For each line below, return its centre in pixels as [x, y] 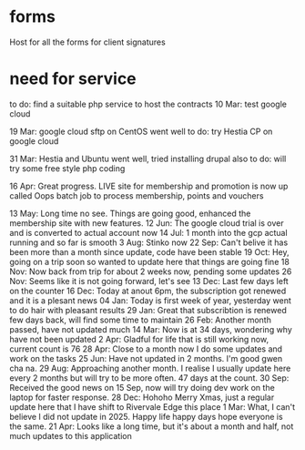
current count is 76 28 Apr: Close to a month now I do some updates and [146, 349]
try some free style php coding [67, 168]
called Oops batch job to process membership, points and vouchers [137, 195]
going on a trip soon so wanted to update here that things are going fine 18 [149, 261]
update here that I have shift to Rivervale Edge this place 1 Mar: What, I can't [152, 406]
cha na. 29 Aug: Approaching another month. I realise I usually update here [150, 368]
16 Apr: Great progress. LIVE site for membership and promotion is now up [149, 186]
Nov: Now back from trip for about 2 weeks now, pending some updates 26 [151, 271]
